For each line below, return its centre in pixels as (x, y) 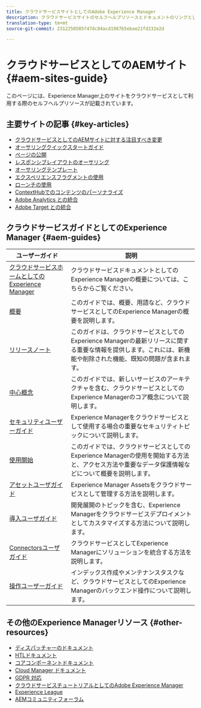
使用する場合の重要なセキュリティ (130, 426)
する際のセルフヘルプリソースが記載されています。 (74, 103)
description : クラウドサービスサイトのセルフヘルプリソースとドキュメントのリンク (97, 17)
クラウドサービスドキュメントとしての (125, 270)
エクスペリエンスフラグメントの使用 (59, 177)
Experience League (39, 692)
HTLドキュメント (36, 655)
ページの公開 (31, 154)
